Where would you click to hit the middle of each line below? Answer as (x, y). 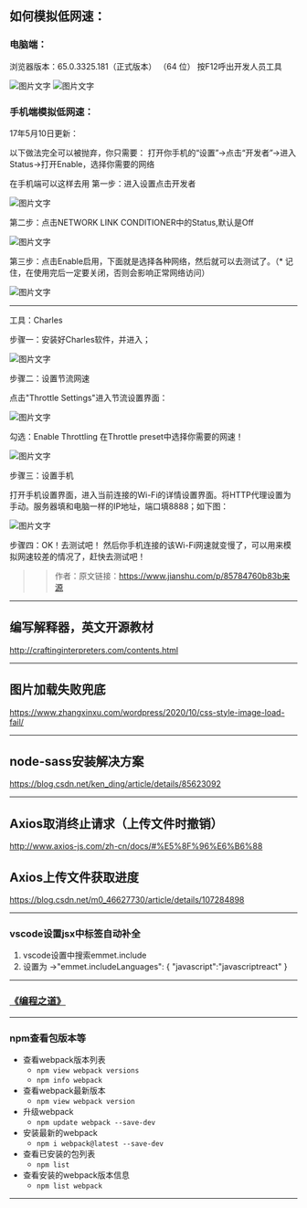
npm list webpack (69, 1186)
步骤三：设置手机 (42, 475)
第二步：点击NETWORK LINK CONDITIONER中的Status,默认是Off (132, 222)
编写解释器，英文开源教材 (81, 627)
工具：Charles (36, 320)
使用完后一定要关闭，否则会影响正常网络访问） (122, 272)
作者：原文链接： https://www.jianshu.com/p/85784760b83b (168, 576)
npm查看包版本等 (48, 1038)
